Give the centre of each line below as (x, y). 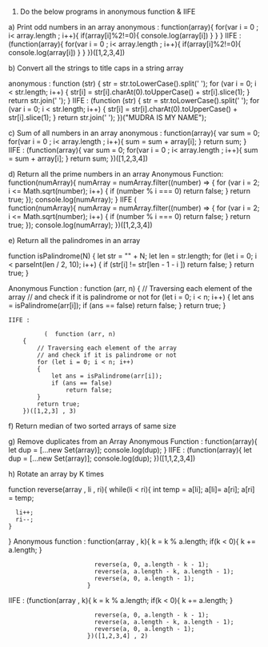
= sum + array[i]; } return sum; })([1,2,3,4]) (78, 158)
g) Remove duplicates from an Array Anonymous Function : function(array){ (133, 441)
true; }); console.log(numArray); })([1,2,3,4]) (81, 225)
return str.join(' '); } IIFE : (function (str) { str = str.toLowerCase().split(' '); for (134, 100)
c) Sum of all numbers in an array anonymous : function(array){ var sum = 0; (134, 133)
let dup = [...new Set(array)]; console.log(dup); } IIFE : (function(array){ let (130, 450)
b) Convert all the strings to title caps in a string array (96, 68)
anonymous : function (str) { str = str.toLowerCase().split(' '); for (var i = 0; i (132, 84)
